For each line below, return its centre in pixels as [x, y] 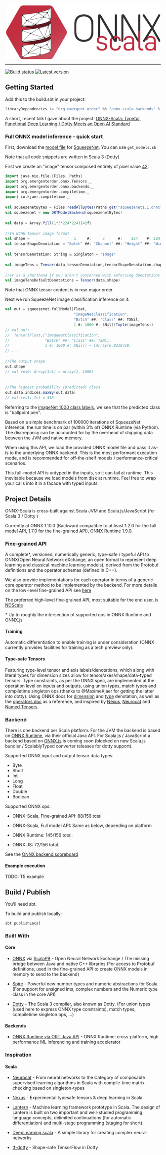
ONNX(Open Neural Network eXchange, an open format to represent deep [81, 560]
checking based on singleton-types [48, 1088]
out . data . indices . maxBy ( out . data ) [41, 393]
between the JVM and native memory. [44, 438]
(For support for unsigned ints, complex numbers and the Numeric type [85, 989]
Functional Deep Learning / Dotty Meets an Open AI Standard [67, 124]
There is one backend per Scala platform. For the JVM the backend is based [83, 730]
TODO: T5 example [25, 877]
